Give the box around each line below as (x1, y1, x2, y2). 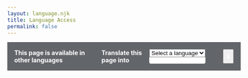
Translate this (101, 49, 143, 57)
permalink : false (7, 23, 58, 30)
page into (101, 56, 130, 64)
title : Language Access (7, 17, 77, 23)
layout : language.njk (7, 10, 70, 17)
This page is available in (14, 49, 86, 57)
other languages (14, 56, 63, 64)
